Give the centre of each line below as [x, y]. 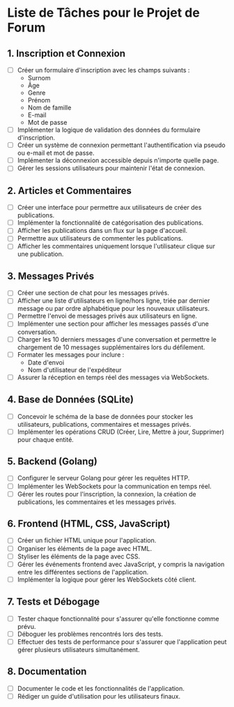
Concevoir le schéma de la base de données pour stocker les [105, 416]
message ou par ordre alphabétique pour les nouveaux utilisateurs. [114, 309]
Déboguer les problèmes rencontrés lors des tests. [90, 634]
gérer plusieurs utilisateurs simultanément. [78, 649]
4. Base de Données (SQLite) [71, 400]
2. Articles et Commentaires [70, 191]
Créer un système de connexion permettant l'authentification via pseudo [121, 145]
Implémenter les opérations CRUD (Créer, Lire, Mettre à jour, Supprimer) [121, 432]
